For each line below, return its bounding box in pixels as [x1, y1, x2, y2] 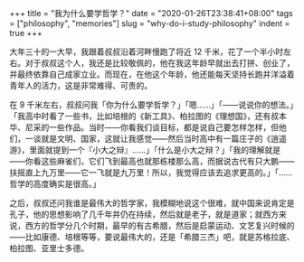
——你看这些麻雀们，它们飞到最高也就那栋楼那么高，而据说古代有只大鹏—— [9, 156, 295, 166]
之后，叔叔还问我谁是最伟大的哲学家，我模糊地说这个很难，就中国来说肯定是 [9, 198, 295, 208]
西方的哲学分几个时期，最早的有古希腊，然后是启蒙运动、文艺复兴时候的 [24, 220, 295, 230]
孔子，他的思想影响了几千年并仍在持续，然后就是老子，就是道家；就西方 [9, 209, 279, 220]
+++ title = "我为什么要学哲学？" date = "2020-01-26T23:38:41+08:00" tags [9, 8, 293, 18]
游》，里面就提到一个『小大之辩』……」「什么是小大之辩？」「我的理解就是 [9, 145, 281, 155]
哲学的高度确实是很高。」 [9, 179, 101, 189]
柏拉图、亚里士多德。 [9, 243, 89, 253]
